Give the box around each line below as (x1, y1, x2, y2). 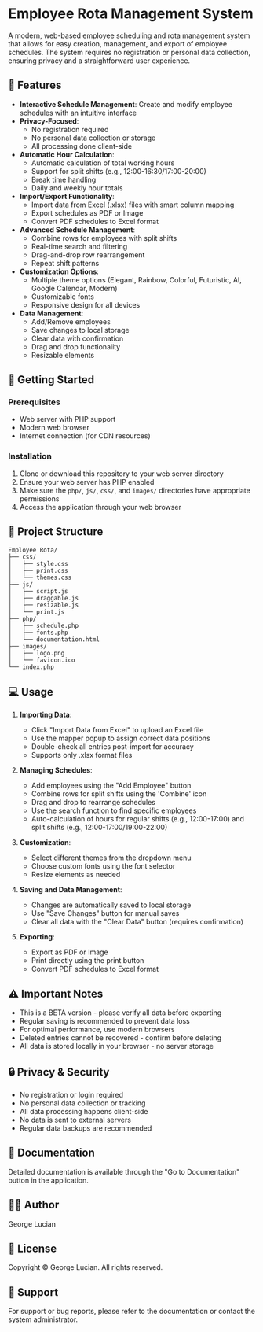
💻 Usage (8, 685, 53, 699)
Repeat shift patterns (31, 258, 100, 268)
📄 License (8, 1242, 57, 1255)
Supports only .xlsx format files (31, 751, 133, 760)
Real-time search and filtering (31, 242, 128, 251)
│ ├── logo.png (8, 649, 65, 657)
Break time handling (31, 175, 97, 184)
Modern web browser (19, 422, 90, 433)
